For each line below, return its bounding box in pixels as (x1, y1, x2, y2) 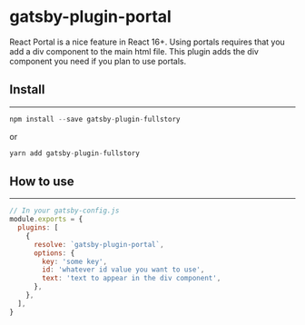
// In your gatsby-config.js (9, 206, 120, 215)
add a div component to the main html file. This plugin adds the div (9, 45, 259, 56)
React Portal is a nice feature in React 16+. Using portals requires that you (9, 36, 286, 47)
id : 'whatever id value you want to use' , (42, 265, 205, 274)
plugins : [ (17, 223, 59, 232)
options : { (33, 248, 75, 258)
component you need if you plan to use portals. (9, 55, 187, 66)
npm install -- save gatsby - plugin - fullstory (9, 114, 181, 123)
